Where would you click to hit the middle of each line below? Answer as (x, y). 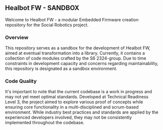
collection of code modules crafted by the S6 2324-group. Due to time (76, 58)
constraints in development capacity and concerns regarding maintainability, (82, 64)
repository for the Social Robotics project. (47, 25)
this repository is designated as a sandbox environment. (61, 69)
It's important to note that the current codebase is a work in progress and (79, 92)
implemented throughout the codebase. (45, 123)
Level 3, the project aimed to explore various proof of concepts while (74, 102)
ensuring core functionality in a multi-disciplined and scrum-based (72, 107)
